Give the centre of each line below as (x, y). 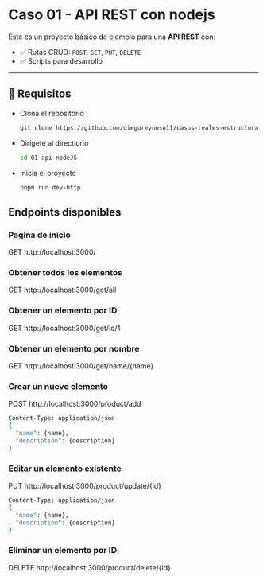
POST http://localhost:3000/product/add (75, 404)
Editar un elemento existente (65, 469)
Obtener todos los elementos (66, 272)
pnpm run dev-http (50, 187)
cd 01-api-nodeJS (48, 158)
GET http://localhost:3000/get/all (62, 290)
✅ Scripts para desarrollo (61, 60)
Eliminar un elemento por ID (63, 551)
